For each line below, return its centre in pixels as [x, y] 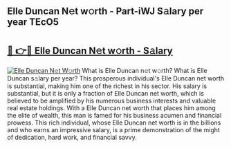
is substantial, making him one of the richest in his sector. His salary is [107, 86]
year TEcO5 [33, 22]
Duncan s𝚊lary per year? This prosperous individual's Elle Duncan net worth [116, 78]
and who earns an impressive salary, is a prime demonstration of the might [113, 130]
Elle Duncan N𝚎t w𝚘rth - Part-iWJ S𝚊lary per [105, 11]
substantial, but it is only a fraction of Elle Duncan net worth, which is [105, 93]
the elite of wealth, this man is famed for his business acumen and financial [114, 115]
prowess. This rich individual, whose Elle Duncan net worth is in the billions [114, 123]
